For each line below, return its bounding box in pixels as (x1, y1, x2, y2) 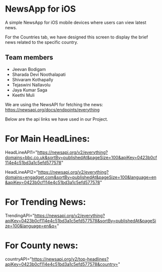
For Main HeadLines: (5, 133, 90, 144)
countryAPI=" (5, 256, 32, 262)
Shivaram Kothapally (12, 76, 53, 82)
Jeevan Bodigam (12, 66, 46, 72)
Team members (5, 54, 53, 62)
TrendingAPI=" (5, 213, 35, 218)
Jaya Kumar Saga (12, 87, 48, 93)
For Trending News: (5, 196, 86, 207)
